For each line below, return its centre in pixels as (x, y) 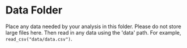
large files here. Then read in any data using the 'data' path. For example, (93, 32)
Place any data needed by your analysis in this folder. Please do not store (93, 26)
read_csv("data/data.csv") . (39, 39)
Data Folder (34, 10)
